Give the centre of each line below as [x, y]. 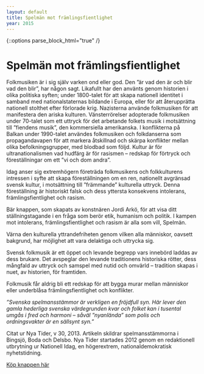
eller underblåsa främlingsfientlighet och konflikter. [70, 290]
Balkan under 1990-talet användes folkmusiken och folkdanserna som [94, 134]
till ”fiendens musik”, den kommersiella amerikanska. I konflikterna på [93, 128]
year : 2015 [20, 23]
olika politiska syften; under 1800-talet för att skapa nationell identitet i [95, 95]
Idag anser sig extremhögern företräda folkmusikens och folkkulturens [95, 172]
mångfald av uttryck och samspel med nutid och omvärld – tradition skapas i [102, 265]
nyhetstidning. [24, 353]
